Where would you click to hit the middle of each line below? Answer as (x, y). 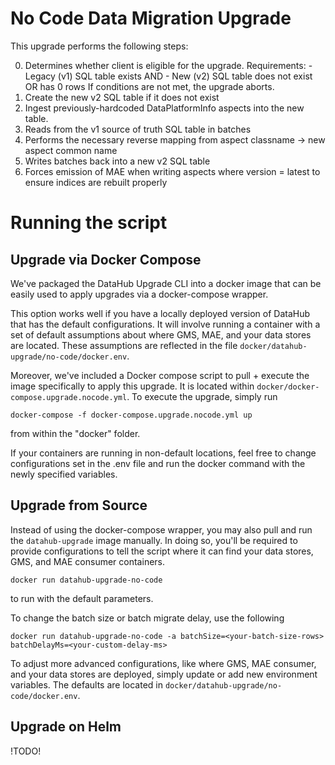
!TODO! (26, 751)
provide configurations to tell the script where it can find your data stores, (162, 551)
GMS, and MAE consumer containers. (88, 561)
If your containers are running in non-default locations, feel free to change (163, 453)
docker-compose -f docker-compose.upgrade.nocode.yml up (131, 415)
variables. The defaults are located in (86, 684)
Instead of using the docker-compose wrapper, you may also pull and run (161, 529)
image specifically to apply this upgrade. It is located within (132, 386)
